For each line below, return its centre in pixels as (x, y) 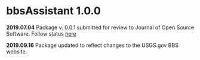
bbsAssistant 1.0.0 (54, 11)
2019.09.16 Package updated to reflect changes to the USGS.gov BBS (93, 45)
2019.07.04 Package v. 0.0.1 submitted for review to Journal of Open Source (100, 27)
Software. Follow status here (41, 33)
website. (17, 51)
